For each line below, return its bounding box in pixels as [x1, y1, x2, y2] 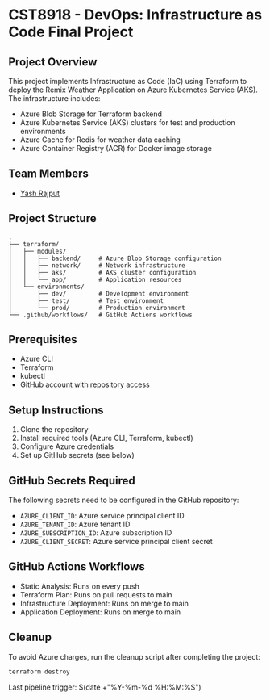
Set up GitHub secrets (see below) [19, 451, 135, 460]
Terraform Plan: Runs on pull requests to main [19, 589, 172, 599]
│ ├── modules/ [8, 247, 67, 255]
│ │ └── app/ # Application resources [8, 275, 182, 283]
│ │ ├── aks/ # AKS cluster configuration [8, 268, 197, 276]
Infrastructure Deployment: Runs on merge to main [19, 598, 189, 608]
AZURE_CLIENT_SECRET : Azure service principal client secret [19, 537, 213, 547]
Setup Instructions [8, 403, 104, 417]
